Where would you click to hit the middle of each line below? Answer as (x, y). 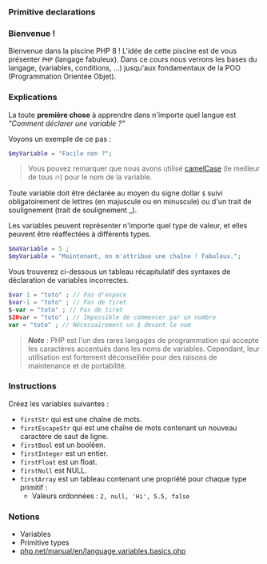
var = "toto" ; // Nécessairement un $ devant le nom (100, 324)
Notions (24, 517)
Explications (33, 97)
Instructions (33, 386)
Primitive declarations (52, 12)
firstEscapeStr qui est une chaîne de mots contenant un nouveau (128, 428)
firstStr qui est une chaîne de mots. (81, 419)
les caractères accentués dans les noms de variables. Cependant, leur (143, 348)
